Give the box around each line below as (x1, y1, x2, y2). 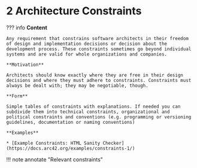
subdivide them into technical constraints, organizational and (6, 109, 170, 115)
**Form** (6, 93, 28, 99)
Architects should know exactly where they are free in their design (6, 72, 184, 78)
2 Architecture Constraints (6, 4, 142, 18)
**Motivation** (6, 62, 44, 68)
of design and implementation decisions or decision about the (6, 41, 168, 47)
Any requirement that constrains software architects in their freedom (6, 35, 189, 41)
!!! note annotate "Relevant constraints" (6, 155, 104, 163)
